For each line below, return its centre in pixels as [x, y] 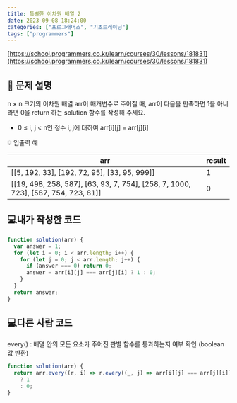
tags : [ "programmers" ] [41, 34]
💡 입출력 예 [23, 143]
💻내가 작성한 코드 [44, 220]
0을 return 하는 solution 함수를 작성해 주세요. [83, 113]
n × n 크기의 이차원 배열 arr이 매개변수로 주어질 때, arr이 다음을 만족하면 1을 [111, 104]
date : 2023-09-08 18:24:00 [47, 21]
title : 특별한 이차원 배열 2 [44, 14]
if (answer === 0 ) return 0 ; [69, 266]
